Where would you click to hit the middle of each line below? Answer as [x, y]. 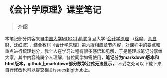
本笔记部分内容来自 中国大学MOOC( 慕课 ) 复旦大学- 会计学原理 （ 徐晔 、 [77, 39]
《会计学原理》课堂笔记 [53, 10]
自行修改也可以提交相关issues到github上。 [49, 70]
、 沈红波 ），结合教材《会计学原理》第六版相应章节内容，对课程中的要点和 [85, 45]
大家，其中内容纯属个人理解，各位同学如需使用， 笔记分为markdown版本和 [82, 57]
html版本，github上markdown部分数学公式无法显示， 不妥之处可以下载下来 [83, 64]
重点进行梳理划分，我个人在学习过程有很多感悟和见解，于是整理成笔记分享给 [84, 51]
